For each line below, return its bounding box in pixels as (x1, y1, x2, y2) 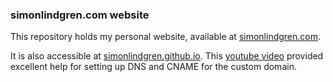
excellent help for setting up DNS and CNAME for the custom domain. (10, 61, 297, 73)
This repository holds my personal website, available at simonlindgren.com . (10, 31, 322, 43)
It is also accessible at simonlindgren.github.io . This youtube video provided (10, 50, 324, 62)
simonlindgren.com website (10, 8, 150, 22)
